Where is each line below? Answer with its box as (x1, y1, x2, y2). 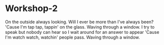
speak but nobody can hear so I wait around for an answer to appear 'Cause (5, 29, 160, 35)
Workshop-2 (5, 3, 58, 14)
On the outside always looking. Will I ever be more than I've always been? (5, 19, 154, 25)
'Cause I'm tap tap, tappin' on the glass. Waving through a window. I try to (5, 24, 155, 30)
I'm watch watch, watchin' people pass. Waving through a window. (5, 34, 140, 40)
